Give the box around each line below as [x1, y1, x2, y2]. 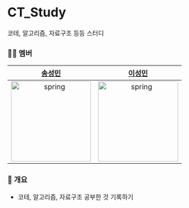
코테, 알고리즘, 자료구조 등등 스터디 [7, 28, 104, 37]
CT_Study [7, 4, 66, 21]
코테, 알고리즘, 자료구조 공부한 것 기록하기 [17, 192, 134, 201]
